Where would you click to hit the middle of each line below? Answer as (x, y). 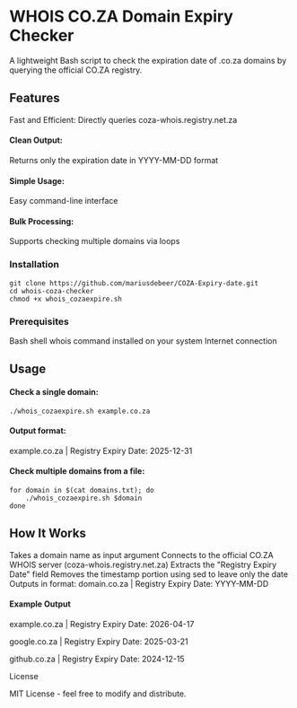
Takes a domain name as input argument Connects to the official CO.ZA (141, 555)
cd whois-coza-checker (52, 291)
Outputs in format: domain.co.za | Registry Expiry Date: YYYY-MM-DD (139, 583)
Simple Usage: (37, 180)
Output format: (38, 431)
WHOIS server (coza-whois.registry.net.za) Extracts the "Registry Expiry (143, 564)
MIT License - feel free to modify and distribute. (98, 694)
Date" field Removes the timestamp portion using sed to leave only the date (149, 574)
